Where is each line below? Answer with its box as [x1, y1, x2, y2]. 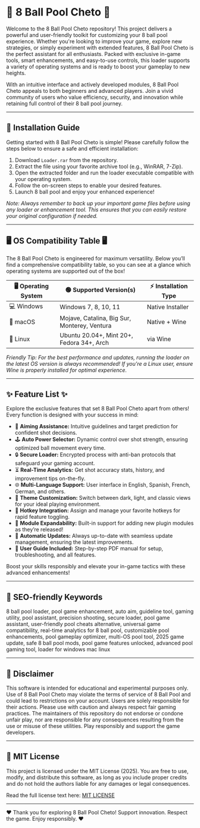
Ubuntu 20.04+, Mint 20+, [59, 331, 133, 339]
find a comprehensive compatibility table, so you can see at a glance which [6, 261, 191, 268]
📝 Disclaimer [6, 668, 54, 678]
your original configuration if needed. [6, 212, 98, 219]
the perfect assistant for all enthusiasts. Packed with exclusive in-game [6, 50, 181, 57]
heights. [6, 69, 26, 76]
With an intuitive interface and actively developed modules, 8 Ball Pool [6, 80, 179, 88]
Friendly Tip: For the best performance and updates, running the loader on [6, 354, 189, 361]
